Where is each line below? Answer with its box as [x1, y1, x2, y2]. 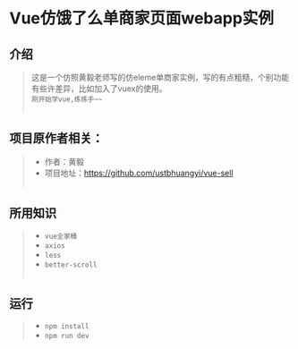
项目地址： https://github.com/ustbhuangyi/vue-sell [44, 167, 234, 178]
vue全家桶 [44, 232, 78, 241]
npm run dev [44, 332, 89, 341]
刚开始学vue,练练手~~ [30, 95, 103, 104]
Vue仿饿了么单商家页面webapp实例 [9, 8, 275, 29]
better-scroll [44, 260, 98, 269]
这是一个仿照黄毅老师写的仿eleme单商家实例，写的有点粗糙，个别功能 [30, 72, 289, 82]
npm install [44, 322, 89, 331]
